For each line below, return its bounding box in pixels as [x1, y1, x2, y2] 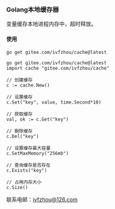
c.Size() [6, 184, 28, 190]
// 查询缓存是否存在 [6, 162, 51, 168]
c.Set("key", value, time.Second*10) [6, 99, 102, 105]
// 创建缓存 [6, 77, 33, 83]
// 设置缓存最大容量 [6, 145, 51, 151]
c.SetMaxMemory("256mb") [6, 150, 69, 156]
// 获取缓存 [6, 111, 33, 117]
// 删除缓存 [6, 128, 33, 134]
